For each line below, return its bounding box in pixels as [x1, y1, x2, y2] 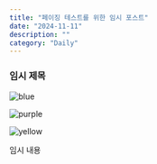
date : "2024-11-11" [9, 22, 83, 31]
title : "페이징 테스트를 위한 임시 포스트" [9, 13, 149, 23]
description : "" [9, 30, 70, 39]
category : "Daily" [9, 38, 78, 48]
